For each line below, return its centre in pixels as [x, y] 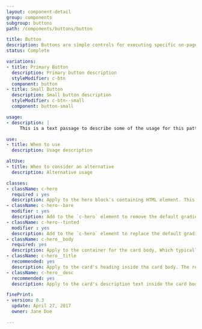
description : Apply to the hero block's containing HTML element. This [103, 200]
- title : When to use [33, 145]
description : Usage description [52, 150]
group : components [29, 17]
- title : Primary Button [37, 67]
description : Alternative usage [52, 172]
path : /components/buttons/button [50, 29]
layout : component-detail [38, 12]
